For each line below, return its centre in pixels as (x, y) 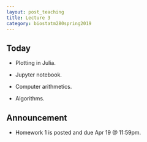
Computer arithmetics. (43, 87)
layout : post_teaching (35, 12)
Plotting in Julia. (36, 63)
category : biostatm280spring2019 (49, 23)
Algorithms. (30, 99)
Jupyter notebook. (39, 75)
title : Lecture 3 (28, 18)
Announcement (37, 118)
